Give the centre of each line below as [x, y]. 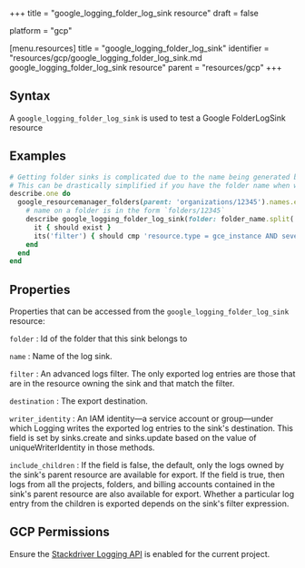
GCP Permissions [60, 532]
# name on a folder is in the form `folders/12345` [125, 211]
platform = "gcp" [41, 30]
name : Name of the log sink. [61, 357]
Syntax [30, 96]
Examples [38, 157]
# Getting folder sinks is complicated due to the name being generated [150, 177]
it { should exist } [72, 227]
